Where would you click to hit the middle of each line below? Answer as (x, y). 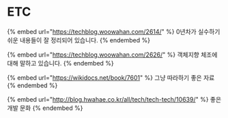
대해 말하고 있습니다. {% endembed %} (60, 63)
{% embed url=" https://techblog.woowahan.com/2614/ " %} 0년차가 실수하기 (114, 31)
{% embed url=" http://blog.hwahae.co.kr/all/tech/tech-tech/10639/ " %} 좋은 (114, 99)
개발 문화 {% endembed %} (45, 108)
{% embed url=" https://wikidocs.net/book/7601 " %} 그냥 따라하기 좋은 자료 (111, 77)
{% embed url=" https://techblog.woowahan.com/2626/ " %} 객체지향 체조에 (112, 55)
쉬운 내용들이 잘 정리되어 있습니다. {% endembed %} (79, 40)
